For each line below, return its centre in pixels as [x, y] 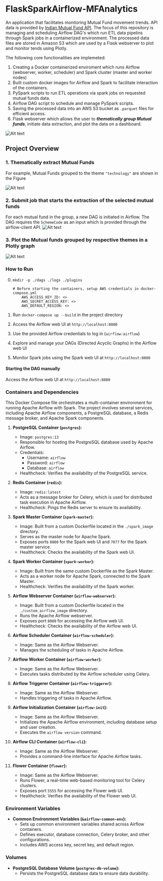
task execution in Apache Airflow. [53, 502]
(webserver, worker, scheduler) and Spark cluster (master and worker [82, 72]
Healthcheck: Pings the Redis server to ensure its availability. [81, 508]
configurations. [35, 840]
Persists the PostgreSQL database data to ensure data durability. [84, 873]
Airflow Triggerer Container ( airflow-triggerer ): [62, 684]
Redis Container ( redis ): [37, 483]
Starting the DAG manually [33, 369]
